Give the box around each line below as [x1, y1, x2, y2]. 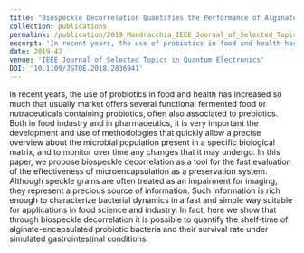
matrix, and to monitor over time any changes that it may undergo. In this [9, 146, 280, 157]
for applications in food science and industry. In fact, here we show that [9, 204, 277, 215]
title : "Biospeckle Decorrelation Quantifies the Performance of [9, 13, 261, 23]
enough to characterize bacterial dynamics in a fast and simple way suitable [9, 194, 293, 205]
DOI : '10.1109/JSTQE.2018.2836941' [9, 64, 144, 73]
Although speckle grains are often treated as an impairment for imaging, [9, 175, 278, 186]
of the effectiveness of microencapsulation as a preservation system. [9, 165, 268, 177]
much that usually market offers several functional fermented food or [9, 98, 267, 109]
